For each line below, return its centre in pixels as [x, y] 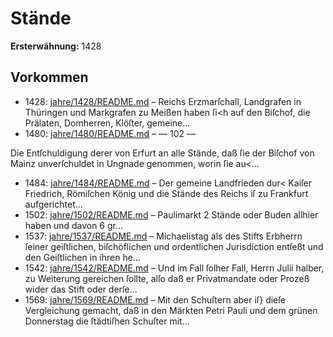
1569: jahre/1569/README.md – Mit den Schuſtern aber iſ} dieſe [155, 299]
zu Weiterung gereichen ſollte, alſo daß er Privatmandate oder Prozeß [167, 278]
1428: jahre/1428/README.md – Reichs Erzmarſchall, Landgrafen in [163, 101]
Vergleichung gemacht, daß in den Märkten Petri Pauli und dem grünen [171, 310]
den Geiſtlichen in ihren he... [82, 257]
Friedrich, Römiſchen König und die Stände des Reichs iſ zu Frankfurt [166, 193]
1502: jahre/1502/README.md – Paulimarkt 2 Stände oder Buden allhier [171, 214]
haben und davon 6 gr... [74, 225]
